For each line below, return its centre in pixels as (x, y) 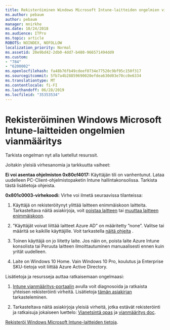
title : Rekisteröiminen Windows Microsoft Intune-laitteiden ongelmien (82, 10)
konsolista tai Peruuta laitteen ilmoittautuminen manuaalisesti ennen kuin (88, 246)
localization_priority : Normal (38, 48)
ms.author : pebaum (25, 15)
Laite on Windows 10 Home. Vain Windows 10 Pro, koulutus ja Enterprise (88, 262)
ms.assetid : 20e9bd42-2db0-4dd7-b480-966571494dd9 (60, 52)
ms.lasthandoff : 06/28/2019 (35, 90)
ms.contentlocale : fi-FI (31, 85)
